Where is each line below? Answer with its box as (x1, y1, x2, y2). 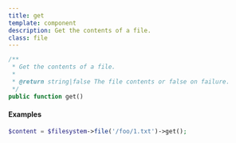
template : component (8, 19, 77, 27)
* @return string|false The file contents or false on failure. (11, 77, 230, 86)
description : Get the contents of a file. (8, 26, 151, 34)
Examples (8, 110, 42, 119)
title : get (8, 11, 45, 20)
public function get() (8, 92, 84, 100)
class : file (8, 33, 48, 42)
